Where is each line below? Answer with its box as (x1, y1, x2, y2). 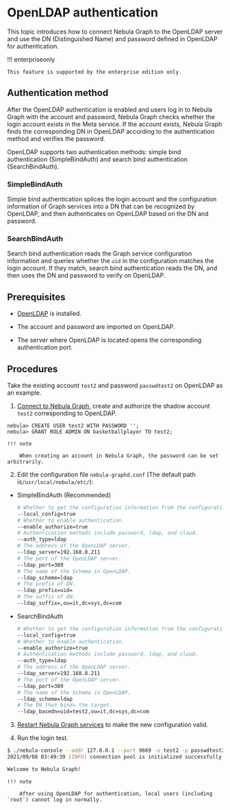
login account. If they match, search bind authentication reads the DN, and (7, 264, 218, 272)
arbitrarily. (7, 458, 44, 465)
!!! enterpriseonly (7, 55, 55, 63)
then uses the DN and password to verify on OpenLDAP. (7, 271, 166, 280)
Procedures (7, 363, 58, 375)
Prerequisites (7, 291, 66, 303)
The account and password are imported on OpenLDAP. (16, 323, 175, 331)
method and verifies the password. (7, 134, 105, 143)
